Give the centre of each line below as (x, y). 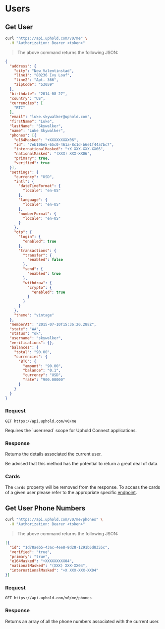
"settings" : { (24, 172)
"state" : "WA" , (25, 329)
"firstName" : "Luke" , (32, 122)
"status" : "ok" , (26, 334)
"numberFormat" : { (37, 214)
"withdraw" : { (37, 283)
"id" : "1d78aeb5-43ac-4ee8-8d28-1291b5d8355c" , (60, 547)
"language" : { (33, 200)
